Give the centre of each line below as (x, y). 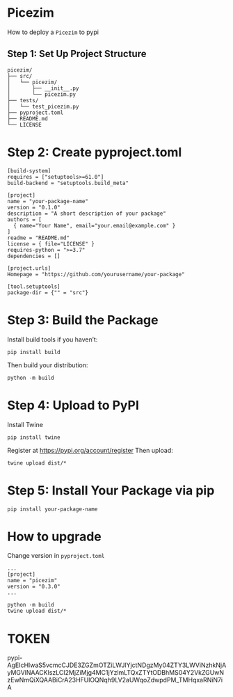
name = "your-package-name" (48, 201)
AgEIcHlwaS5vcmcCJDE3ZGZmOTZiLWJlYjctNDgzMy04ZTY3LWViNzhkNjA (117, 665)
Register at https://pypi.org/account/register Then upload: (90, 450)
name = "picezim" (32, 581)
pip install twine (34, 437)
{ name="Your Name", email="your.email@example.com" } (95, 225)
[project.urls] (29, 268)
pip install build (34, 352)
